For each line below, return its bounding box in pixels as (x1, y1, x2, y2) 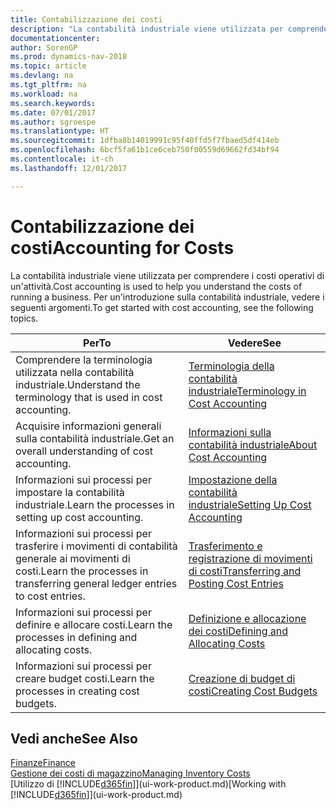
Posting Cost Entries (188, 576, 284, 590)
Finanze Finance (10, 757, 76, 769)
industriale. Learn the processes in (15, 497, 175, 511)
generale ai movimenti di (15, 551, 131, 565)
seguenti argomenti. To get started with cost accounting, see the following (10, 301, 314, 313)
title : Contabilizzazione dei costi (10, 14, 163, 25)
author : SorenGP (10, 42, 78, 53)
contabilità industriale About (188, 437, 318, 451)
